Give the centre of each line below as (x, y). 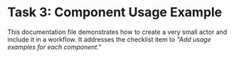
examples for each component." (54, 47)
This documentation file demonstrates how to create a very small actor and (117, 32)
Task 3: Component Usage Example (115, 12)
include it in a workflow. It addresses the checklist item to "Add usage (109, 39)
